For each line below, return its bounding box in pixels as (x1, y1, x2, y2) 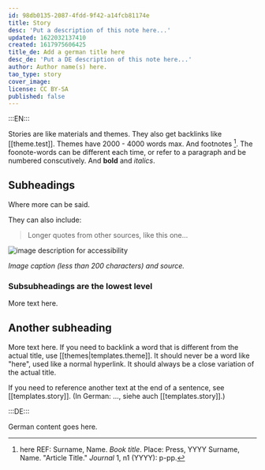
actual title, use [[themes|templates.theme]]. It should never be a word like (8, 351, 250, 360)
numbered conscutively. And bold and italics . (8, 156, 155, 165)
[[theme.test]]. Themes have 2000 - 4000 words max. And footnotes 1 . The (8, 137, 253, 149)
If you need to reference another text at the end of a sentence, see (8, 382, 225, 392)
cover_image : (8, 77, 51, 85)
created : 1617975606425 (8, 41, 87, 49)
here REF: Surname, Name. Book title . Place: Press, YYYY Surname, (19, 444, 241, 454)
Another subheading (8, 321, 112, 335)
